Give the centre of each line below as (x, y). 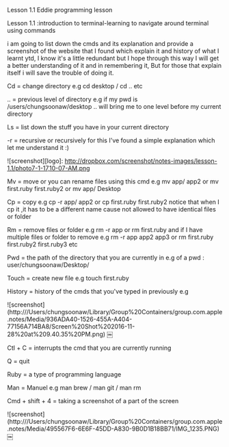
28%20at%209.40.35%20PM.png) (56, 334)
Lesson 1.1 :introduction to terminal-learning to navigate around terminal (108, 23)
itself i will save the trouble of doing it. (60, 73)
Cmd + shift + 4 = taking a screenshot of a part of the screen (93, 401)
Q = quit (18, 361)
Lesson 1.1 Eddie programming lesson (60, 10)
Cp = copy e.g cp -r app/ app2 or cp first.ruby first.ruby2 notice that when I (113, 202)
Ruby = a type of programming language (64, 374)
